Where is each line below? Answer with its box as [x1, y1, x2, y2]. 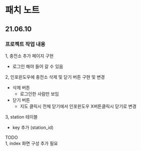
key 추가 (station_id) [12, 124, 54, 130]
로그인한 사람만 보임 [19, 91, 59, 97]
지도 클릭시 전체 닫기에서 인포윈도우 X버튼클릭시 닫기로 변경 [19, 103, 136, 109]
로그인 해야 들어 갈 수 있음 [12, 63, 63, 69]
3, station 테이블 [5, 114, 38, 120]
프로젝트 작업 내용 [5, 40, 46, 47]
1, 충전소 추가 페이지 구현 [5, 53, 54, 59]
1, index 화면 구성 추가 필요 [5, 140, 58, 146]
